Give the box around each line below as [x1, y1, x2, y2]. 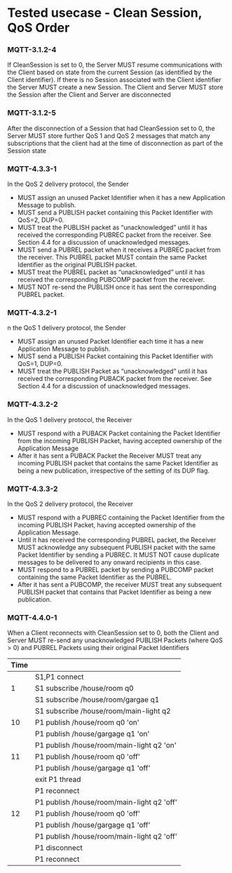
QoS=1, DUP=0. [17, 360, 63, 368]
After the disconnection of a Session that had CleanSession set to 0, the [7, 124, 215, 133]
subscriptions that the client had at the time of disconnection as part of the [7, 139, 224, 147]
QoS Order [7, 20, 70, 36]
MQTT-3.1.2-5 [7, 108, 56, 118]
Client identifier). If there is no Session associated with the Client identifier [7, 76, 222, 84]
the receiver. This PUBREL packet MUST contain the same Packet [17, 253, 207, 262]
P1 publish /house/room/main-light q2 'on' [34, 740, 177, 750]
